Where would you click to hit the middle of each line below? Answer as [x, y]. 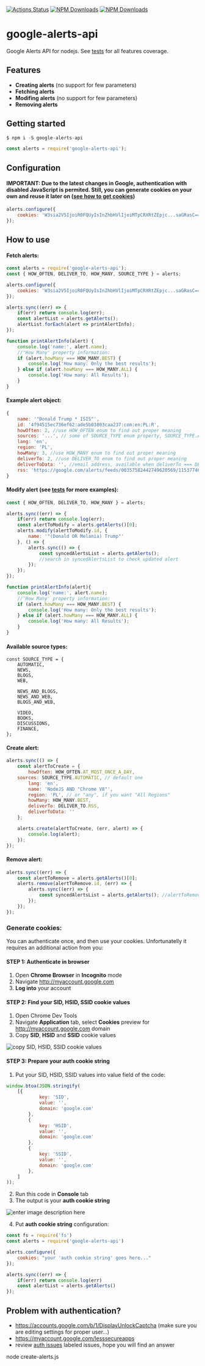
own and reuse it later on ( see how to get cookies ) [71, 196]
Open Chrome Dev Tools [46, 1016]
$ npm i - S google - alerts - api [45, 138]
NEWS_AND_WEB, [35, 697]
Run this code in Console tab [52, 1194]
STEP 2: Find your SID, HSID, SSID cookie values [68, 1002]
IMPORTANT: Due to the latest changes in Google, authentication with [97, 183]
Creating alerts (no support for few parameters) [76, 85]
